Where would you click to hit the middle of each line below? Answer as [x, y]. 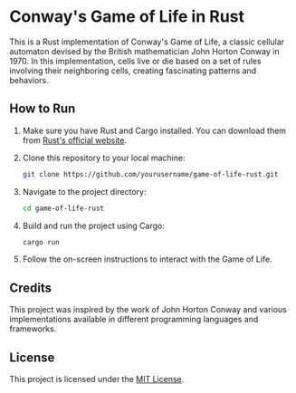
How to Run [43, 109]
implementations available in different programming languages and [134, 320]
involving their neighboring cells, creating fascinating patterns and [133, 71]
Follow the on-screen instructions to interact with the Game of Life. [148, 259]
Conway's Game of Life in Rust [127, 17]
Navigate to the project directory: [84, 191]
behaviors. [29, 80]
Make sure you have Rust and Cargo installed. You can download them [154, 130]
